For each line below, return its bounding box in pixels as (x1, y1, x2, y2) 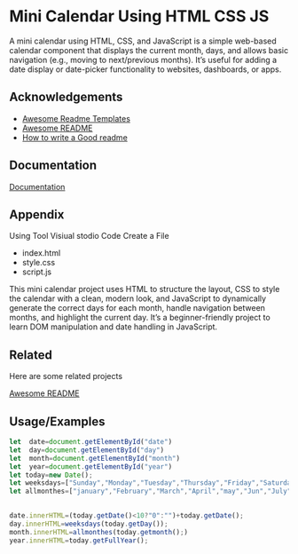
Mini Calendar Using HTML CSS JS (9, 6, 270, 27)
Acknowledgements (9, 90, 123, 105)
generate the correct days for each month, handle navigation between (9, 303, 266, 313)
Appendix (9, 207, 65, 222)
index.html (21, 248, 61, 258)
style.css (21, 257, 56, 268)
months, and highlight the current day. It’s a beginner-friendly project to (9, 313, 271, 323)
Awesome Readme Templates (21, 113, 131, 123)
